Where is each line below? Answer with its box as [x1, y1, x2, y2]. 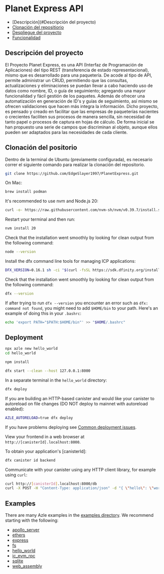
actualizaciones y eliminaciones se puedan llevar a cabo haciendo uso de [5, 83, 153, 88]
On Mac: [5, 180, 22, 186]
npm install [5, 360, 29, 364]
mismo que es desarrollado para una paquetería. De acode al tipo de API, [5, 72, 152, 78]
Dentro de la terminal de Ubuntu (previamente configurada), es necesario [5, 156, 153, 162]
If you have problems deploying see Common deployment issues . [5, 424, 137, 430]
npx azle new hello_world [5, 346, 58, 351]
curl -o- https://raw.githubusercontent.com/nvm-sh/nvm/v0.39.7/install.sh [5, 208, 163, 213]
